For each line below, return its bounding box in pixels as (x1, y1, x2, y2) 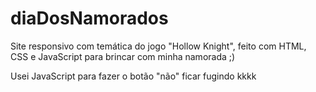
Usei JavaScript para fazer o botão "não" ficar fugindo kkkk (10, 70, 257, 82)
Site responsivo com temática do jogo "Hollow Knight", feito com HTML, (10, 40, 307, 52)
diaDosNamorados (10, 7, 169, 30)
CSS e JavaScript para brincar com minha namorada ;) (10, 50, 236, 62)
